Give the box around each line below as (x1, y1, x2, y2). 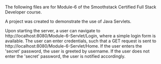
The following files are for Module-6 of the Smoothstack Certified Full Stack (5, 4, 157, 10)
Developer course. (5, 9, 42, 15)
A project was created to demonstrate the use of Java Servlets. (5, 19, 132, 24)
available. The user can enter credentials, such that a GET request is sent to (5, 38, 157, 44)
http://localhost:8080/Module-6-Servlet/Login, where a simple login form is (5, 33, 156, 38)
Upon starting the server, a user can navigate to (5, 28, 100, 33)
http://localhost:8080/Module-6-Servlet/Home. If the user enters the (5, 43, 142, 49)
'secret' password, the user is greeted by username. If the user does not (5, 48, 150, 54)
